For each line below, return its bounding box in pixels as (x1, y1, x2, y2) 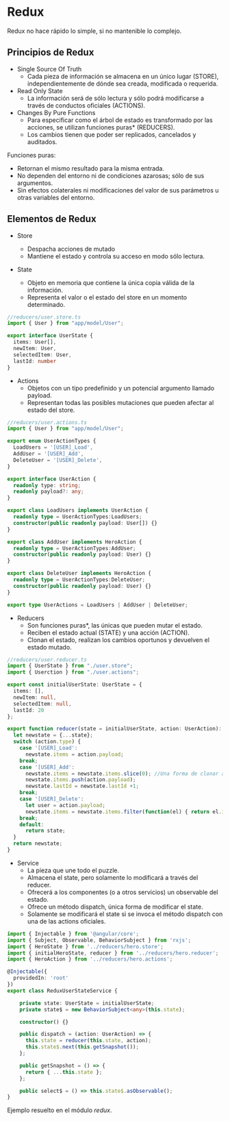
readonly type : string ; (13, 482, 81, 489)
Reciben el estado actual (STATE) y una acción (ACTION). (27, 628, 190, 637)
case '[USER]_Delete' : (19, 796, 84, 802)
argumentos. (16, 179, 53, 187)
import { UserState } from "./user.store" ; (7, 663, 133, 669)
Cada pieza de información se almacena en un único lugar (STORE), (27, 72, 219, 80)
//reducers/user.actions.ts (7, 419, 88, 426)
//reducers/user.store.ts (7, 313, 81, 321)
